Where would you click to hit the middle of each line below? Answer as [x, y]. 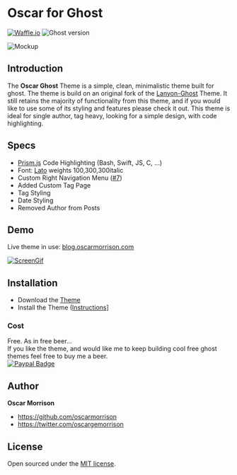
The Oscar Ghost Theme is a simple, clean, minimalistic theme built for [111, 86]
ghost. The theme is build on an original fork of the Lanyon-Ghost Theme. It [117, 93]
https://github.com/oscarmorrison [67, 417]
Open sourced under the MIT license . [62, 464]
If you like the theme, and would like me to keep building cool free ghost [112, 349]
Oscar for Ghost [55, 13]
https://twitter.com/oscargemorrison [70, 424]
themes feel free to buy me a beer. [58, 356]
